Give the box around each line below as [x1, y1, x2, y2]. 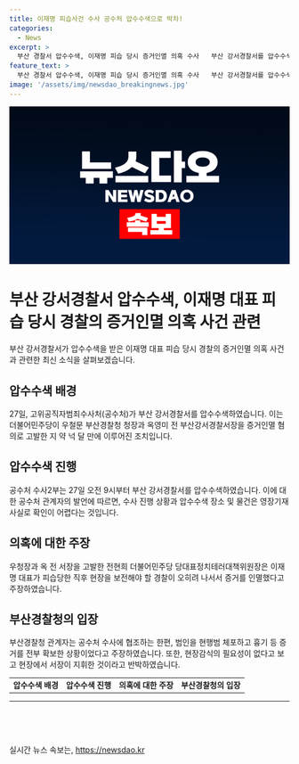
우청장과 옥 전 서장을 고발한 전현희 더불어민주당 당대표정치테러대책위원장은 [9, 561, 269, 571]
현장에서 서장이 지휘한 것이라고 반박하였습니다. [18, 660, 181, 670]
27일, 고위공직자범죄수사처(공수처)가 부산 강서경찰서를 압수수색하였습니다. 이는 [9, 408, 284, 419]
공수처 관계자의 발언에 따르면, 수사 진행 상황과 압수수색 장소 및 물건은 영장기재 [18, 496, 289, 506]
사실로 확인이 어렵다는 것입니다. [9, 506, 119, 517]
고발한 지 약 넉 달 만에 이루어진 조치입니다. [25, 431, 174, 441]
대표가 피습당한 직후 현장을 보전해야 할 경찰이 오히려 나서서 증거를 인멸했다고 [18, 571, 285, 583]
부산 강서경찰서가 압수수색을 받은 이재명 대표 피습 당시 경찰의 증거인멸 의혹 [9, 343, 269, 354]
